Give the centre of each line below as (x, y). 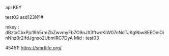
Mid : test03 (86, 38)
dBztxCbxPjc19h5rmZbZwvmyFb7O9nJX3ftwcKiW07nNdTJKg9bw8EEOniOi (85, 32)
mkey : (12, 27)
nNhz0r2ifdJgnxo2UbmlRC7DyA (39, 38)
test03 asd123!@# (24, 17)
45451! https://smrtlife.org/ (34, 48)
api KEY (13, 7)
